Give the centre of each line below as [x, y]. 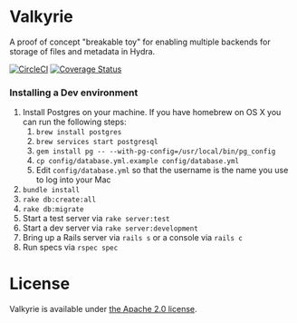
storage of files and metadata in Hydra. [82, 51]
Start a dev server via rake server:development [110, 228]
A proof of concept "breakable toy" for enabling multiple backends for [140, 42]
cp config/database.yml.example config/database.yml [138, 161]
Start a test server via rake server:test [96, 219]
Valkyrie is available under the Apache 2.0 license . [103, 309]
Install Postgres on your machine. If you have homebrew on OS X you [152, 113]
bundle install [51, 191]
